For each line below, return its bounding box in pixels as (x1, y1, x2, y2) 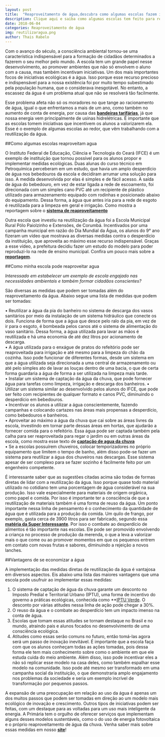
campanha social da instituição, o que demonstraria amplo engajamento (12, 670, 159, 676)
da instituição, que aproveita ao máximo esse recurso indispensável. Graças (5, 238, 159, 244)
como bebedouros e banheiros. (5, 412, 69, 418)
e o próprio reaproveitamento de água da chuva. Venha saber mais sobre (5, 721, 153, 727)
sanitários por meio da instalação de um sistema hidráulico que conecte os (5, 313, 157, 319)
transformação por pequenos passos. (12, 680, 89, 686)
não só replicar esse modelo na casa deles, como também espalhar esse (12, 659, 160, 665)
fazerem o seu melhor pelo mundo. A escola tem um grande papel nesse (5, 59, 152, 64)
